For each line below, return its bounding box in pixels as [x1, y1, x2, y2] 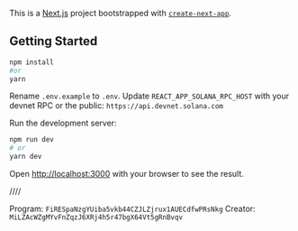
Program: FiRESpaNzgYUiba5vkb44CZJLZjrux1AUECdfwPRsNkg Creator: [9, 203, 256, 215]
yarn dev [9, 152, 42, 162]
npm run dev [9, 135, 54, 144]
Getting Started [9, 33, 98, 49]
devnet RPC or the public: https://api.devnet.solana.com [9, 100, 223, 111]
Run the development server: [9, 117, 117, 129]
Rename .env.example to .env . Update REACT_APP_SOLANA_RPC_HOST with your [9, 90, 290, 102]
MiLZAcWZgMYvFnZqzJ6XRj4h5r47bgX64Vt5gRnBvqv [9, 213, 183, 222]
